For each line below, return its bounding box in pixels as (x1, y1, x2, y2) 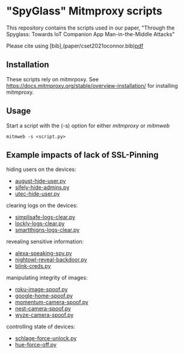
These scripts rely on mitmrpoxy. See (6, 75, 99, 82)
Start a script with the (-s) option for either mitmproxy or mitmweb (6, 122, 170, 129)
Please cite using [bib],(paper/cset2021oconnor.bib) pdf (6, 42, 144, 49)
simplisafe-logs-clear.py (14, 214, 76, 221)
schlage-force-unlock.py (14, 335, 77, 342)
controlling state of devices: (6, 323, 75, 331)
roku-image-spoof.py (14, 286, 68, 293)
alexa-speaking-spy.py (14, 250, 72, 257)
